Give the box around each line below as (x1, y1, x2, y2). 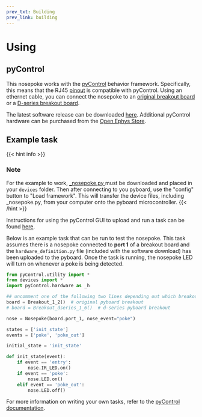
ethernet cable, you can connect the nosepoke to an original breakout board (6, 93, 195, 100)
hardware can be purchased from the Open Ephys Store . (6, 117, 146, 124)
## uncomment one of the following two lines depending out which (6, 294, 176, 300)
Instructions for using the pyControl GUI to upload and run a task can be (6, 216, 185, 224)
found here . (6, 223, 35, 230)
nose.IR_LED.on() (28, 365, 71, 371)
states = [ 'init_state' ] (6, 326, 69, 332)
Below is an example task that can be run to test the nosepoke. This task (6, 234, 186, 242)
